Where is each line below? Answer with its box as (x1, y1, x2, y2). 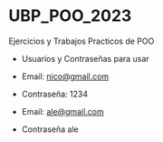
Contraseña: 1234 (21, 88, 88, 99)
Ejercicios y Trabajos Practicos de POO (8, 35, 155, 46)
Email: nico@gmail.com (21, 70, 110, 82)
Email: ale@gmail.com (21, 106, 105, 117)
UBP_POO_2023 (8, 5, 132, 26)
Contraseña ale (21, 124, 79, 135)
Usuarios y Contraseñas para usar (21, 53, 150, 64)
